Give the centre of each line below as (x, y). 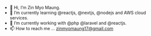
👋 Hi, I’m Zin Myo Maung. (35, 8)
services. (19, 18)
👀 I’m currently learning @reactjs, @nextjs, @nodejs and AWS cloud (78, 13)
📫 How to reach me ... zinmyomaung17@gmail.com (61, 28)
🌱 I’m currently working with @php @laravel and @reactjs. (68, 23)
